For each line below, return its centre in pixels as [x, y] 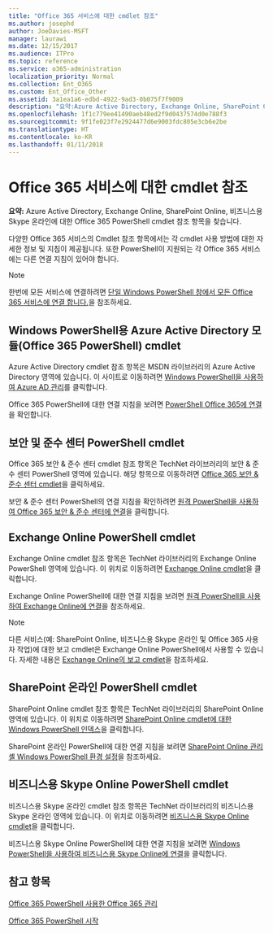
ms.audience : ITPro [41, 54]
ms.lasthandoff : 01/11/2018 [56, 144]
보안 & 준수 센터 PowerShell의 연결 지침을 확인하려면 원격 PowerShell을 [123, 502]
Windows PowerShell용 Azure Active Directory [129, 330]
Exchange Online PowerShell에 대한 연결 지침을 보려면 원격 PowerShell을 [127, 595]
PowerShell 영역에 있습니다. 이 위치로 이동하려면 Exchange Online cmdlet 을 [131, 568]
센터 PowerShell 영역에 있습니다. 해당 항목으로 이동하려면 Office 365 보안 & [138, 474]
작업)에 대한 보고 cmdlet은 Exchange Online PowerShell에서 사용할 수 [129, 649]
